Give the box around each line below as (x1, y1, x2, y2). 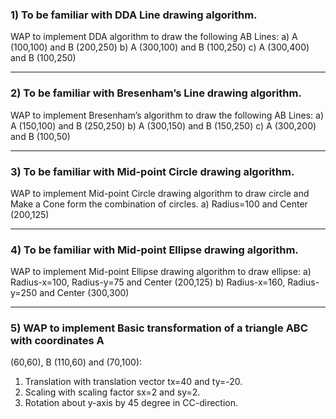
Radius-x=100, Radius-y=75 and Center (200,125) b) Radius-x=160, (10, 276, 286, 288)
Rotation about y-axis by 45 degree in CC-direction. (24, 397, 239, 409)
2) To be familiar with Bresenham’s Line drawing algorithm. (10, 86, 302, 100)
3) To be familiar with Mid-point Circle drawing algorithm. (10, 164, 295, 178)
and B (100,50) (10, 130, 71, 142)
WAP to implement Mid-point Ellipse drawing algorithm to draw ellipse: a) (10, 266, 312, 278)
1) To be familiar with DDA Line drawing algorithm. (10, 8, 258, 22)
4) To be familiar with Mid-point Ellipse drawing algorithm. (10, 243, 299, 257)
